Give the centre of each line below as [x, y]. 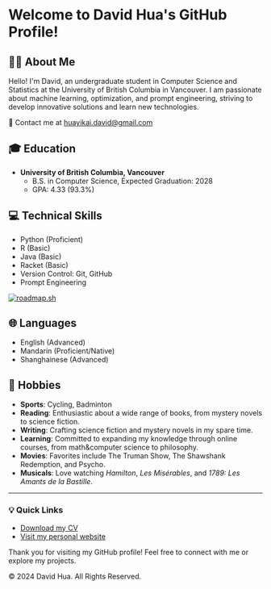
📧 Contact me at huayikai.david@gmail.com [81, 122]
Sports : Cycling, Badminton [66, 404]
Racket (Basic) [44, 265]
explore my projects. [42, 560]
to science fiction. [50, 422]
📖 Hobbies [35, 385]
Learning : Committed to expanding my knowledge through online [129, 439]
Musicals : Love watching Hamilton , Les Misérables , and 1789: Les [130, 473]
